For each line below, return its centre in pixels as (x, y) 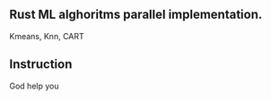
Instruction (41, 65)
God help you (34, 86)
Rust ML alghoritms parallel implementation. (136, 15)
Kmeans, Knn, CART (47, 36)
